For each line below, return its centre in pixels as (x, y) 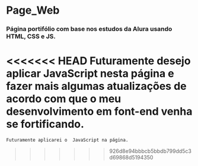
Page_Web (33, 10)
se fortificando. (45, 124)
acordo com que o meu (64, 99)
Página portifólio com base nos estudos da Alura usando (89, 29)
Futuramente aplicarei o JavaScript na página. (67, 140)
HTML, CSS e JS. (31, 36)
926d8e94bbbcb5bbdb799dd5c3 (150, 151)
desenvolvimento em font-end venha (99, 112)
